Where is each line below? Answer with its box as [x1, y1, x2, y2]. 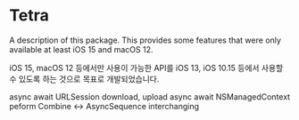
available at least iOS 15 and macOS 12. [9, 44, 154, 54]
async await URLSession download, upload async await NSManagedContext [9, 91, 291, 102]
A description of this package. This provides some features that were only [9, 35, 281, 45]
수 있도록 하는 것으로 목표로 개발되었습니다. [9, 73, 160, 84]
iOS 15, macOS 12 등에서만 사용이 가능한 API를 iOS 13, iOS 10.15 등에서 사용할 [9, 62, 284, 73]
